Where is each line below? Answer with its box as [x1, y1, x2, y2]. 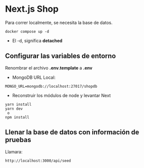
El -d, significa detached [12, 38, 63, 44]
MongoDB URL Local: [12, 74, 56, 80]
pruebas [5, 136, 31, 144]
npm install [5, 115, 29, 120]
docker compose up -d [5, 29, 49, 34]
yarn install [5, 102, 32, 107]
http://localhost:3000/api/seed [5, 158, 71, 163]
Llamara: [5, 148, 23, 155]
